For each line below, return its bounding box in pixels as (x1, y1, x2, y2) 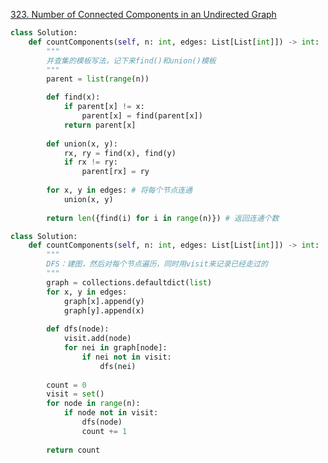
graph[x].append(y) (63, 296, 145, 306)
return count (46, 445, 101, 455)
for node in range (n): (46, 399, 141, 409)
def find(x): (46, 92, 101, 103)
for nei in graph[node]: (63, 343, 168, 353)
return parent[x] (63, 120, 137, 130)
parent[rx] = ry (81, 167, 150, 177)
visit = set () (46, 389, 105, 399)
